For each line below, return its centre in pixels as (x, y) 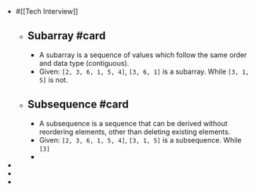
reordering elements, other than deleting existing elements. (135, 132)
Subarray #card (66, 36)
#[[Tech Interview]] (47, 11)
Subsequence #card (78, 105)
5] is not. (53, 80)
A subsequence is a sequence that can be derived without (133, 123)
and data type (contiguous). (84, 63)
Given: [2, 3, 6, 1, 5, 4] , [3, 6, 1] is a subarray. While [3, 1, (144, 71)
